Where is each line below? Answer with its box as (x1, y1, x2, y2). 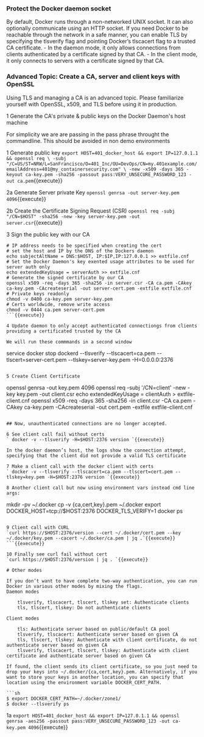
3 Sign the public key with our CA (6, 230, 90, 238)
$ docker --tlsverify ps (6, 701, 69, 707)
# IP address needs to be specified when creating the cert (6, 243, 163, 249)
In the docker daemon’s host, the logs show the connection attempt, (6, 447, 187, 453)
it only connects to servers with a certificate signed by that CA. (6, 57, 164, 65)
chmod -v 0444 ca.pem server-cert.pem (6, 307, 105, 313)
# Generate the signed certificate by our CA (6, 274, 124, 280)
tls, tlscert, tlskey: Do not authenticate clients (17, 604, 151, 610)
